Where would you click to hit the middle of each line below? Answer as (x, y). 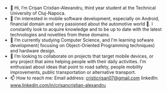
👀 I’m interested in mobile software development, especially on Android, (85, 18)
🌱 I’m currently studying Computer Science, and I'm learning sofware (82, 40)
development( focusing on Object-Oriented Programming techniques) (82, 45)
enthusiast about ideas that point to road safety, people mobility (76, 67)
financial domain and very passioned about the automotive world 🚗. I (81, 24)
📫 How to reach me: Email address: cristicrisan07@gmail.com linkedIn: (84, 78)
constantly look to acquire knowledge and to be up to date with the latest (86, 29)
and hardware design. (33, 51)
